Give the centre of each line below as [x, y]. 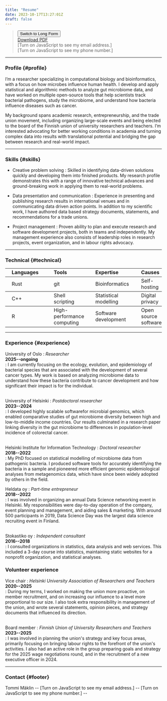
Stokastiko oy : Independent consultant [45, 536]
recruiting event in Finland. [32, 521]
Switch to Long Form [39, 34]
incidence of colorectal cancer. [37, 432]
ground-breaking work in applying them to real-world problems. [78, 186]
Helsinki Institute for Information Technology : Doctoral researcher [73, 447]
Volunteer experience [32, 570]
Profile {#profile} [26, 68]
